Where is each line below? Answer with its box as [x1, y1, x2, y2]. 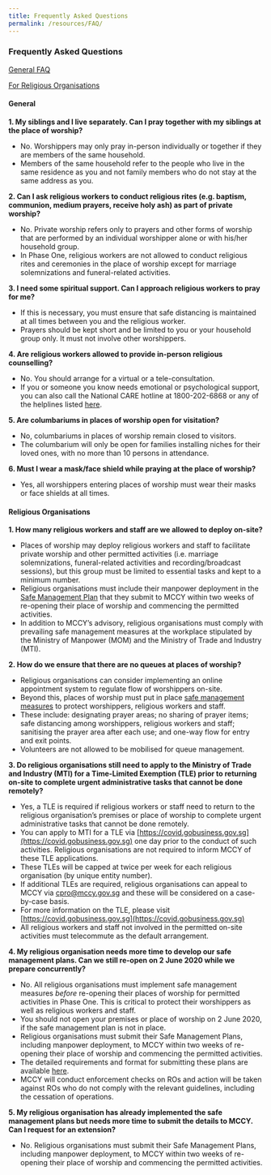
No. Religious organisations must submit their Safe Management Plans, [19, 1141, 256, 1151]
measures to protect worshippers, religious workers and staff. [19, 701, 226, 711]
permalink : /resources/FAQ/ [8, 19, 104, 28]
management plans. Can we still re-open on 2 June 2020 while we [8, 955, 235, 966]
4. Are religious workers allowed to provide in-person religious [8, 350, 223, 359]
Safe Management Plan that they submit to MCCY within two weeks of [19, 592, 255, 602]
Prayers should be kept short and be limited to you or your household [19, 325, 252, 334]
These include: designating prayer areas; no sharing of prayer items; [19, 710, 249, 720]
